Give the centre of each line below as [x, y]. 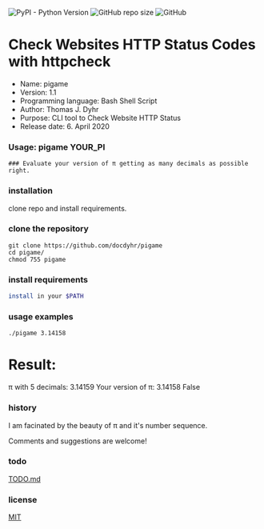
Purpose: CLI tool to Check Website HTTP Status [100, 118]
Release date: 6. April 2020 [65, 126]
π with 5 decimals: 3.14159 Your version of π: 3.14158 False [104, 387]
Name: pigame [44, 83]
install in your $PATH [46, 296]
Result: [32, 365]
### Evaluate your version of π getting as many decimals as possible [128, 164]
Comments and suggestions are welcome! [78, 441]
